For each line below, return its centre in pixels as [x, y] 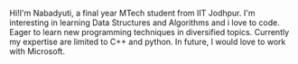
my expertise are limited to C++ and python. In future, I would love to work [148, 41]
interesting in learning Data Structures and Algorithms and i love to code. [144, 23]
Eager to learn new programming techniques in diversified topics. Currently [149, 32]
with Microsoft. [37, 51]
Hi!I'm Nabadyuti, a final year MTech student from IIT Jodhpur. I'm [132, 13]
